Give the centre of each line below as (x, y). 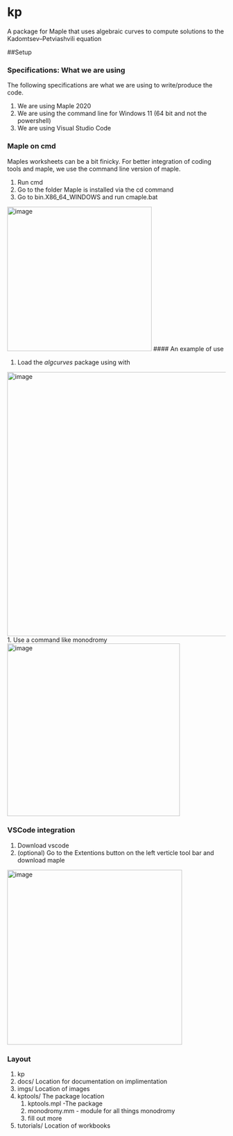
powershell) (34, 121)
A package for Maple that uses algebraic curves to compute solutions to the (115, 31)
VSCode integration (41, 830)
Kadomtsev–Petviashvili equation (54, 38)
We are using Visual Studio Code (64, 128)
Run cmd (30, 182)
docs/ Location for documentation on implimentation (92, 1082)
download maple (41, 860)
